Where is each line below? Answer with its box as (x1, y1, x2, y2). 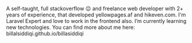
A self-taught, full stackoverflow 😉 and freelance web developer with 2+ (6, 5, 184, 12)
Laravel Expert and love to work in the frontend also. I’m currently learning (6, 18, 187, 24)
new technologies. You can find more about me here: (6, 24, 135, 31)
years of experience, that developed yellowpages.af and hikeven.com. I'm (6, 11, 186, 18)
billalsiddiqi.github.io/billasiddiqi (6, 30, 84, 37)
